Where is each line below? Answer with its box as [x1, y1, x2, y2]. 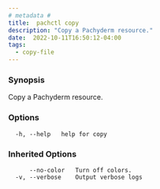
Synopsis [8, 74, 45, 85]
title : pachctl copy [8, 19, 80, 27]
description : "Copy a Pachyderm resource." [8, 26, 154, 34]
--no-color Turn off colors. [28, 166, 132, 174]
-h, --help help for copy [15, 130, 108, 138]
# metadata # [8, 11, 51, 20]
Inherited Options [8, 148, 77, 159]
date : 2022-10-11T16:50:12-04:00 [8, 33, 122, 42]
